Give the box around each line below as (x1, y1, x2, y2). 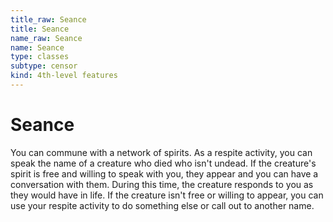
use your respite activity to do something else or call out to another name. (10, 199, 315, 211)
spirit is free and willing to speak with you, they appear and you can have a (10, 167, 319, 180)
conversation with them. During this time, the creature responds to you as (10, 178, 314, 190)
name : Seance (10, 42, 65, 53)
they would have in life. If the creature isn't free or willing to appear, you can (10, 189, 324, 201)
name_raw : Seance (10, 33, 83, 43)
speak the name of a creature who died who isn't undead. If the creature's (10, 157, 317, 169)
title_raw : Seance (10, 14, 87, 25)
